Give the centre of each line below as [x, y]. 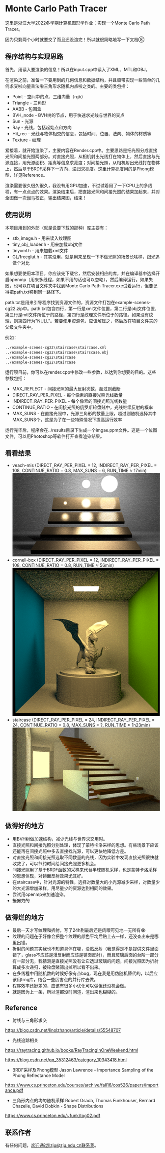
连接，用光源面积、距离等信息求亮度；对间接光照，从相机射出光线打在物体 [84, 162]
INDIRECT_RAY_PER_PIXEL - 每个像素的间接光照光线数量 [69, 401]
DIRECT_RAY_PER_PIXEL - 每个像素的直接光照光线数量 [67, 395]
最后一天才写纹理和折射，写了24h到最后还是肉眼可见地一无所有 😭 [79, 930]
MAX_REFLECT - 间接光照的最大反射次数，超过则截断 [67, 388]
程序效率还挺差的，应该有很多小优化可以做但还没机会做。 [70, 986]
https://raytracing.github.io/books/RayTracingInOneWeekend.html [72, 1050]
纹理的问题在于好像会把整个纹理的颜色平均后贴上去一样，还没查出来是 [83, 936]
